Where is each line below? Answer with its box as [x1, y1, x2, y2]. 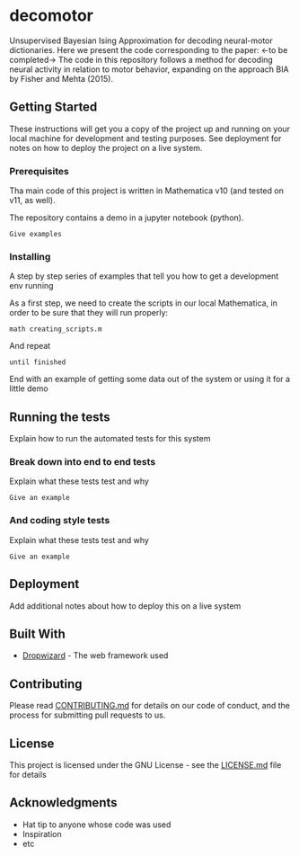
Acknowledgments [9, 795, 119, 810]
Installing [9, 250, 51, 263]
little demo [9, 383, 48, 394]
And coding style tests [9, 514, 110, 527]
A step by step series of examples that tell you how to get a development [9, 271, 279, 281]
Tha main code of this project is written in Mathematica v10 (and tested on [9, 185, 285, 196]
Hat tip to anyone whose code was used [22, 819, 171, 830]
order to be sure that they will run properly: [9, 308, 169, 318]
